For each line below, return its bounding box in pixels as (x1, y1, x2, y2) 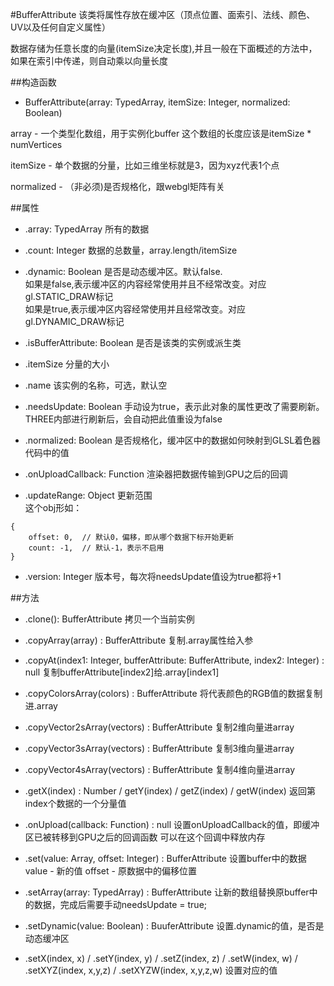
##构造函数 (10, 76, 57, 88)
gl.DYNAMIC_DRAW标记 (24, 316, 125, 327)
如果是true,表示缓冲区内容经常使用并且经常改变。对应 (24, 303, 247, 315)
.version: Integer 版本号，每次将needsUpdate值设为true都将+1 (24, 571, 282, 582)
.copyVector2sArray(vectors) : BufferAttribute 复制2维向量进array (24, 721, 295, 733)
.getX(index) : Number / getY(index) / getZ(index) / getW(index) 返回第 (24, 785, 316, 797)
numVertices (10, 139, 63, 150)
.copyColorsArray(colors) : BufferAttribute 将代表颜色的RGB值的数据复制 (24, 688, 323, 699)
